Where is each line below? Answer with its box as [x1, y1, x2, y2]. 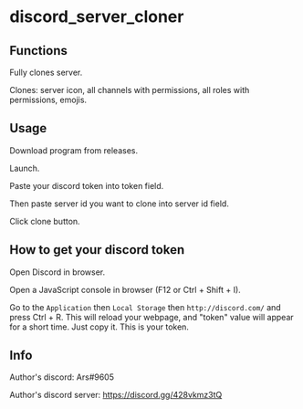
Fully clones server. [9, 67, 83, 78]
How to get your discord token [9, 242, 185, 257]
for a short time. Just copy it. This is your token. [9, 321, 190, 332]
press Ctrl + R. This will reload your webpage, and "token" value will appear [9, 311, 294, 322]
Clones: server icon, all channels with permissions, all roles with [9, 85, 250, 95]
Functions [9, 43, 68, 58]
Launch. [9, 163, 40, 173]
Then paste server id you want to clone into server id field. [9, 198, 230, 209]
